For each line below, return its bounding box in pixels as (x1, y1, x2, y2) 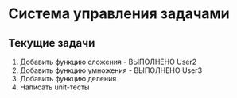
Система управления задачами (8, 5, 230, 23)
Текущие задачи (8, 36, 95, 50)
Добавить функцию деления (19, 74, 117, 83)
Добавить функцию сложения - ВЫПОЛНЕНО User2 (19, 57, 197, 66)
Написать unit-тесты (19, 82, 90, 92)
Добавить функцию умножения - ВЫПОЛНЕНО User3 (19, 66, 203, 75)
